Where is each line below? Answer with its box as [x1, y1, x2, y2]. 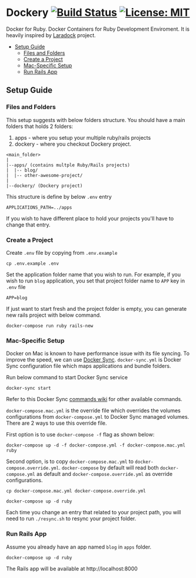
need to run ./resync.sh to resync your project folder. [6, 515, 137, 522]
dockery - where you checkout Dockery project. [14, 140, 131, 147]
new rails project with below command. [6, 311, 101, 318]
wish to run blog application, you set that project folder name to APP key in [6, 277, 185, 284]
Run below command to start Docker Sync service [6, 374, 128, 381]
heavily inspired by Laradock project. [6, 31, 96, 38]
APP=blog [6, 295, 28, 301]
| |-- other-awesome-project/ [6, 172, 83, 178]
